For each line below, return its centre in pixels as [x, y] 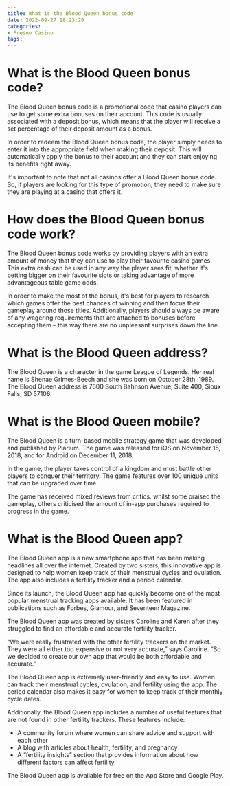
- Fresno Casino [30, 33]
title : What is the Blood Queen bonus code [70, 13]
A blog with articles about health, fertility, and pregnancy [97, 747]
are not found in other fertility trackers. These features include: [96, 719]
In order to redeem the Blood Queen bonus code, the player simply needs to [115, 142]
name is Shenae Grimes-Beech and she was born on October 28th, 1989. [111, 379]
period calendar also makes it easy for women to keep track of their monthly [115, 691]
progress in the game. [38, 511]
